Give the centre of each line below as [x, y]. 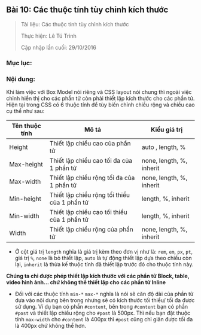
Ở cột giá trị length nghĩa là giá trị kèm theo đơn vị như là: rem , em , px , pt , [104, 252]
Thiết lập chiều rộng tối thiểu [90, 195]
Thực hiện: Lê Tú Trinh [48, 36]
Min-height [25, 199]
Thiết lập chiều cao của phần [90, 144]
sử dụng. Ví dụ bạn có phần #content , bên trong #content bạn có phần [101, 307]
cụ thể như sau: [25, 111]
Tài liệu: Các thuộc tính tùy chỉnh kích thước [75, 24]
